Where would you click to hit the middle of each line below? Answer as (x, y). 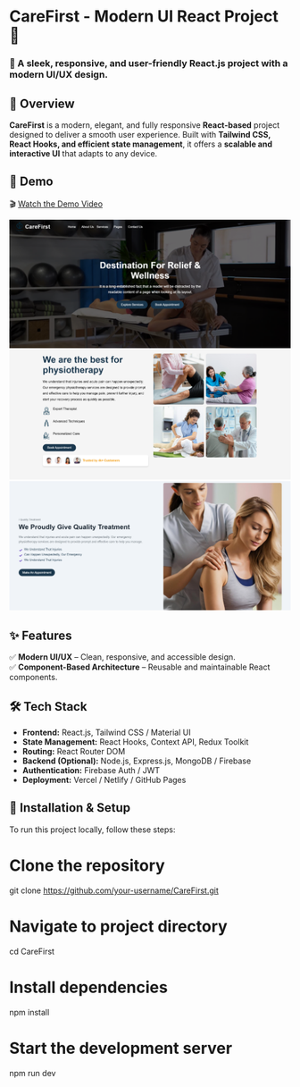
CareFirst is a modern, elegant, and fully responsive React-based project (144, 125)
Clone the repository (87, 866)
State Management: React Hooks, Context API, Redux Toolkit (135, 742)
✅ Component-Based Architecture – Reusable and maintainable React (140, 667)
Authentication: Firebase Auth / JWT (91, 771)
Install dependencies (88, 987)
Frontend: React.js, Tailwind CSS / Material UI (106, 733)
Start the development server (121, 1048)
